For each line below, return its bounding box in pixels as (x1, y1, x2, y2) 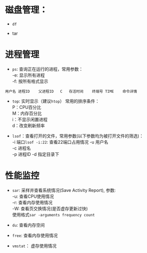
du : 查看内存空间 (12, 222, 45, 228)
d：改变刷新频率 (12, 123, 45, 128)
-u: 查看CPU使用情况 (12, 193, 55, 199)
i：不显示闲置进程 (12, 116, 48, 122)
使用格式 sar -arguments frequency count (12, 211, 95, 217)
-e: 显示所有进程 (12, 72, 45, 78)
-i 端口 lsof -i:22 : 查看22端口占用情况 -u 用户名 (12, 139, 109, 145)
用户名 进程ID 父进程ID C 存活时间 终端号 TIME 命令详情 (5, 89, 137, 94)
